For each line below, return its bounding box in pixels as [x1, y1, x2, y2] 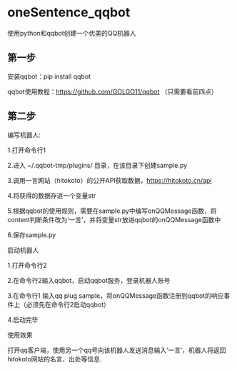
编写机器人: [7, 130, 41, 139]
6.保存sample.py [7, 230, 56, 239]
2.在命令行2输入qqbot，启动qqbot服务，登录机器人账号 [7, 276, 171, 284]
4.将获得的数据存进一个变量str [7, 191, 96, 200]
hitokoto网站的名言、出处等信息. [7, 354, 102, 363]
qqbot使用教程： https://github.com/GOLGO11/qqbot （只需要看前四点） [7, 87, 218, 96]
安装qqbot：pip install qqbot [7, 72, 91, 81]
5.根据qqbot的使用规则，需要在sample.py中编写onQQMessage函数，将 [7, 206, 217, 215]
